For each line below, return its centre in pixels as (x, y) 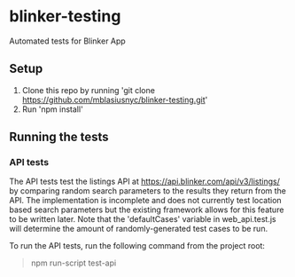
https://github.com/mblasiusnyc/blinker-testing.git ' (115, 99)
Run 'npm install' (53, 109)
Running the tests (59, 137)
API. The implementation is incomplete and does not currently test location (145, 201)
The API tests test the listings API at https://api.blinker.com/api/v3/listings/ (145, 182)
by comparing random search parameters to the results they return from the (147, 191)
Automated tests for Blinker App (67, 41)
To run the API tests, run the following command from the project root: (137, 246)
